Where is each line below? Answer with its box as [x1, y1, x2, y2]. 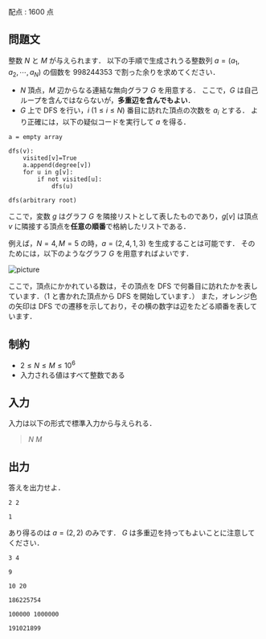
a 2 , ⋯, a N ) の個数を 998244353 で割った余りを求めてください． [8, 67, 220, 79]
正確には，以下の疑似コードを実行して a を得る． [27, 117, 190, 127]
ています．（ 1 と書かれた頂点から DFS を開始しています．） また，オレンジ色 [8, 292, 257, 301]
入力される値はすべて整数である [19, 370, 126, 379]
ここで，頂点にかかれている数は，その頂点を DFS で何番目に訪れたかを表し [8, 281, 259, 291]
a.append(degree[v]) [23, 162, 92, 170]
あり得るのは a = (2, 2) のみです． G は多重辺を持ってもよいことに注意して [8, 528, 256, 538]
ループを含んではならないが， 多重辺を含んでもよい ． [19, 96, 195, 105]
